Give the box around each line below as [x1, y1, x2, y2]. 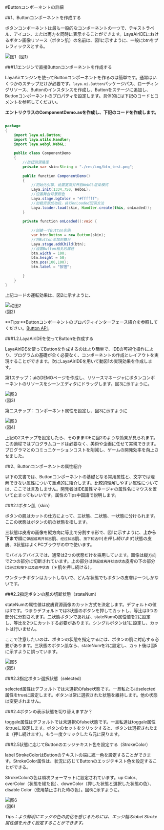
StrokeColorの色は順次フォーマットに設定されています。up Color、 [5, 774, 140, 780]
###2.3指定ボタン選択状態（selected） [5, 675, 84, 681]
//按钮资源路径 [22, 160, 49, 165]
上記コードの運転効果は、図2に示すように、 [5, 292, 94, 298]
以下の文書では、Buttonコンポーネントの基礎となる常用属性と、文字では [5, 473, 151, 479]
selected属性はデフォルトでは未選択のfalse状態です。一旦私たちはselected [5, 686, 156, 692]
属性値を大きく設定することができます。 [5, 820, 86, 826]
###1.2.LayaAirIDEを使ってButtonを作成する [5, 336, 94, 341]
